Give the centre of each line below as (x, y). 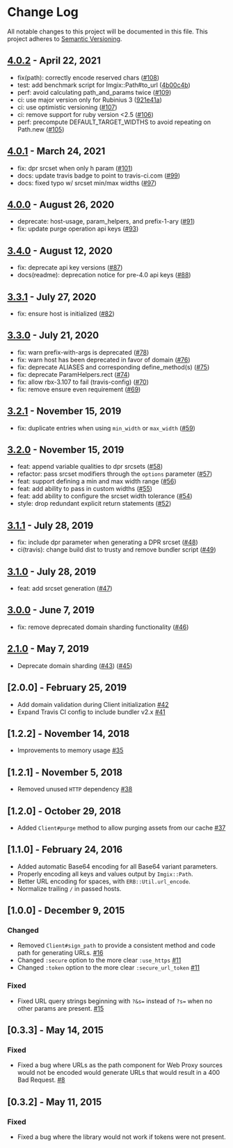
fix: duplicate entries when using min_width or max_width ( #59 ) (106, 428)
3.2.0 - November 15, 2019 (66, 450)
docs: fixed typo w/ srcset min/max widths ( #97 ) (87, 183)
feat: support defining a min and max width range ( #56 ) (97, 481)
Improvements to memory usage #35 (70, 750)
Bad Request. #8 (41, 1080)
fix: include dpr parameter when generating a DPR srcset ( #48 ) (107, 542)
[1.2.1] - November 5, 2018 (65, 772)
